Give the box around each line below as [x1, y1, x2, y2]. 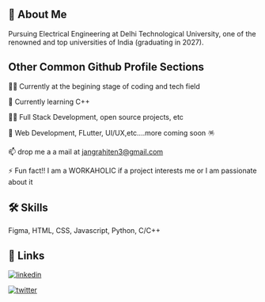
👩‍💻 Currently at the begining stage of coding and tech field [8, 81, 200, 91]
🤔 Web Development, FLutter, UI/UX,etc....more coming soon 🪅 [8, 128, 215, 137]
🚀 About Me [8, 8, 67, 21]
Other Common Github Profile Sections [8, 60, 204, 74]
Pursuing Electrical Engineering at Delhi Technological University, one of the [8, 29, 256, 38]
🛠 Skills [8, 201, 49, 215]
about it [8, 177, 33, 186]
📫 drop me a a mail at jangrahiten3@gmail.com [8, 147, 164, 156]
